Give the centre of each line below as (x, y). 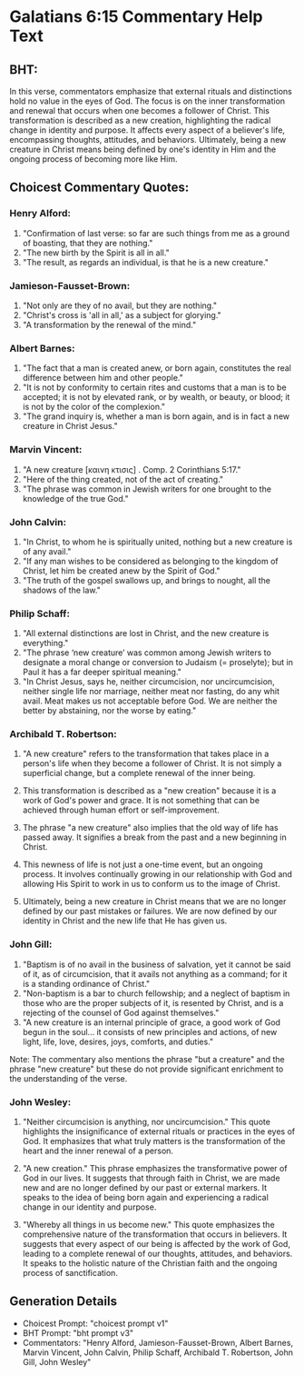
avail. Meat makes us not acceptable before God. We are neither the (150, 701)
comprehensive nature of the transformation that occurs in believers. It (155, 1234)
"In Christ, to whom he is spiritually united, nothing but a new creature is (157, 542)
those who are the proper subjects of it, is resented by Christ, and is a (153, 1002)
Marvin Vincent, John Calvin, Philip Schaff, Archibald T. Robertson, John (157, 1352)
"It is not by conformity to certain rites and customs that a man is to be (155, 387)
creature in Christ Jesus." (70, 426)
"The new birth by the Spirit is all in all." (96, 253)
